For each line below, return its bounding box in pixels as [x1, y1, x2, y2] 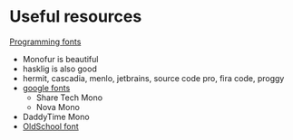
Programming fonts [9, 36, 82, 47]
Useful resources [9, 6, 142, 27]
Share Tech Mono [35, 92, 103, 103]
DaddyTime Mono [22, 111, 90, 122]
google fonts [22, 82, 71, 93]
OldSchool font [22, 120, 79, 132]
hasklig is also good [22, 63, 97, 74]
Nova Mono [35, 101, 80, 112]
